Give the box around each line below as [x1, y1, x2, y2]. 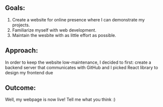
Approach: [5, 46, 38, 55]
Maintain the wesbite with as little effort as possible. [12, 32, 117, 38]
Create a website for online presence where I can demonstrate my [12, 17, 145, 22]
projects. [12, 22, 30, 28]
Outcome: [5, 84, 36, 92]
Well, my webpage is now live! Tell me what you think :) [5, 97, 116, 103]
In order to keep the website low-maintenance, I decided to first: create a [5, 59, 152, 65]
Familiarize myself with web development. [12, 27, 96, 33]
